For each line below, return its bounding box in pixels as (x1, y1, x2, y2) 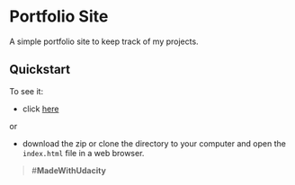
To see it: (9, 85, 43, 96)
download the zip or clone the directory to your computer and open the (22, 137, 286, 149)
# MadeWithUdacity (31, 164, 106, 176)
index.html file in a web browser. (22, 147, 145, 158)
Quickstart (9, 62, 71, 77)
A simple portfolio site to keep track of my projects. (9, 36, 200, 47)
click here (22, 103, 59, 114)
